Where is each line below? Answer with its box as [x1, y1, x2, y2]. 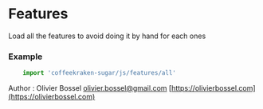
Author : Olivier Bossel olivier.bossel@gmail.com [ [8, 84, 172, 93]
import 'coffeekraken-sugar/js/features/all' [22, 69, 177, 77]
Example [8, 51, 43, 62]
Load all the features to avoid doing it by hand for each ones [8, 31, 206, 41]
